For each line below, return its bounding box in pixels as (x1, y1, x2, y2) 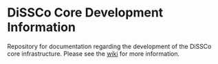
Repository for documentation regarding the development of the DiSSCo (7, 42, 212, 50)
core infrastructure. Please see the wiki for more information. (7, 50, 180, 58)
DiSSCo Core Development (7, 5, 164, 21)
